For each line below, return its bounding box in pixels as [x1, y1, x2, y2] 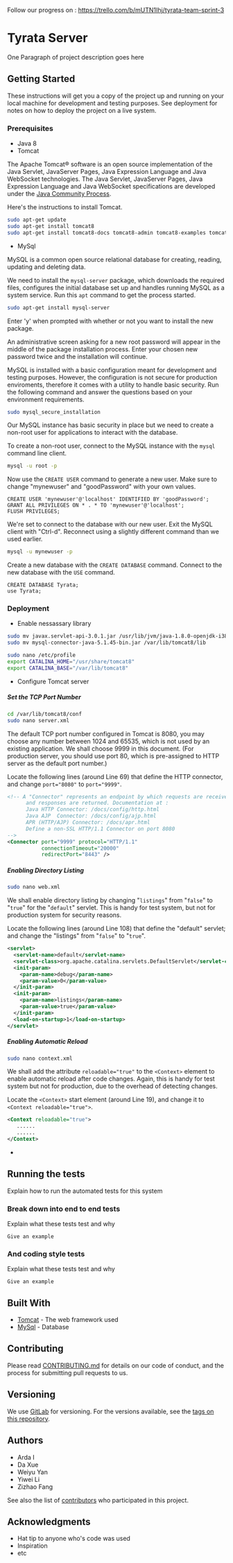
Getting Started [7, 73, 76, 85]
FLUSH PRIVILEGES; [7, 508, 60, 515]
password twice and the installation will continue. [7, 352, 148, 360]
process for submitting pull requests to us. [7, 1368, 128, 1377]
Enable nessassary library [17, 620, 92, 628]
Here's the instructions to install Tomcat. [7, 203, 123, 211]
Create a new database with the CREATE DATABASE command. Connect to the [7, 561, 223, 569]
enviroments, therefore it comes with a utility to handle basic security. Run [7, 381, 219, 389]
